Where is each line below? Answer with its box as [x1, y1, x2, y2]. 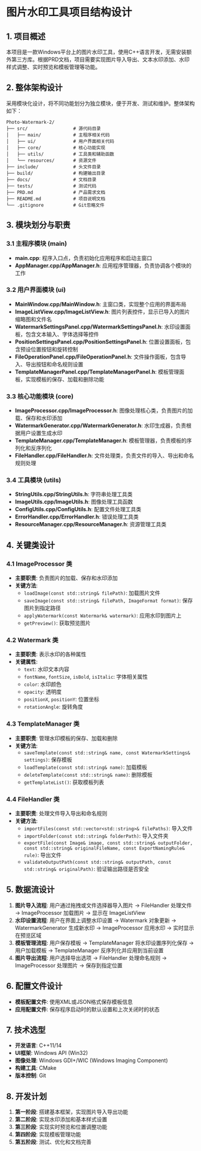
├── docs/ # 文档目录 [6, 177, 97, 183]
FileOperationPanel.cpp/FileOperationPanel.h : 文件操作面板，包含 [14, 353, 181, 360]
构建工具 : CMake [14, 1064, 57, 1072]
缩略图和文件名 [14, 315, 52, 323]
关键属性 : [14, 658, 38, 666]
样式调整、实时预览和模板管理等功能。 [6, 64, 100, 70]
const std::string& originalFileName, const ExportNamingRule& [23, 845, 185, 851]
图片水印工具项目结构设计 [6, 5, 133, 19]
